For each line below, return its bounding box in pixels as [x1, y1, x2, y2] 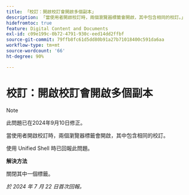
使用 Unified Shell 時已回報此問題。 [6, 145, 93, 152]
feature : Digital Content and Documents [6, 25, 109, 32]
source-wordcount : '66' [6, 48, 66, 54]
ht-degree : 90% [6, 53, 44, 59]
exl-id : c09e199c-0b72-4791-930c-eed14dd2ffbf [6, 31, 124, 37]
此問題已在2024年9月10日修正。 [6, 119, 86, 126]
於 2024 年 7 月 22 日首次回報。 [6, 182, 85, 190]
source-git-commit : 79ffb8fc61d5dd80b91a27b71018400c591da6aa [6, 37, 164, 43]
